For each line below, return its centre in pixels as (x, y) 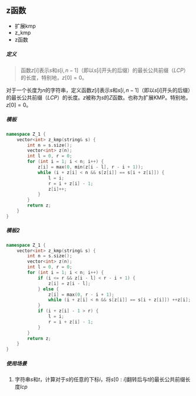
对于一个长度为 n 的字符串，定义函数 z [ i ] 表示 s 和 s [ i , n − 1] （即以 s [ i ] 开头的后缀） (98, 90)
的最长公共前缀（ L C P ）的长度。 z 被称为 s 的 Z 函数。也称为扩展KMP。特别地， (99, 97)
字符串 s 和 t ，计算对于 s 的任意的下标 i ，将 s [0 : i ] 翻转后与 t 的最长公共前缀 (100, 379)
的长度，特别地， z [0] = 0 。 (54, 77)
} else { (48, 289)
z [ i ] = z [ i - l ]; (69, 283)
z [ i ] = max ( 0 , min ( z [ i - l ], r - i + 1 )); (90, 167)
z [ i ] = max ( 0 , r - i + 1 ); (81, 294)
